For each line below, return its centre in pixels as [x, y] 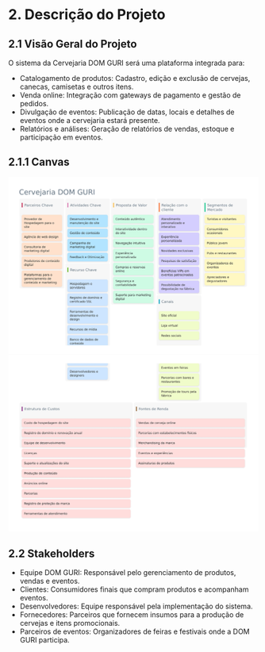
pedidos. [34, 104]
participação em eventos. [61, 137]
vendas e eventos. [50, 581]
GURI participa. [44, 640]
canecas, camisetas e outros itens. [77, 86]
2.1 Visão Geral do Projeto [73, 44]
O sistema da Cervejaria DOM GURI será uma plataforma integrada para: [127, 63]
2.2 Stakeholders [52, 553]
